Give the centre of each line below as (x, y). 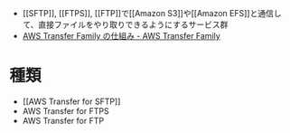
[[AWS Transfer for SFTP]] (71, 101)
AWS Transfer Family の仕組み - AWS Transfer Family (122, 36)
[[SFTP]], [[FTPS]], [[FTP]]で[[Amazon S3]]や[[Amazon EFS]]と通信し (152, 13)
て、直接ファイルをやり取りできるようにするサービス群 (125, 24)
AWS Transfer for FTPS (66, 110)
